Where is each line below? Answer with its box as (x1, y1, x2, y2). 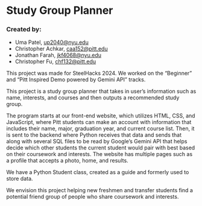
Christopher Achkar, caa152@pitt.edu (14, 45, 108, 52)
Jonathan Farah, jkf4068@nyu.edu (14, 52, 101, 59)
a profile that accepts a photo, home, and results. (6, 157, 128, 164)
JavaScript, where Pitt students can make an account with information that (6, 119, 192, 126)
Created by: (6, 25, 42, 34)
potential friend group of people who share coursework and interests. (6, 193, 179, 201)
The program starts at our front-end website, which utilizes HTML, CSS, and (6, 112, 195, 119)
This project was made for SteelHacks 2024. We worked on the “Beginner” (6, 70, 192, 77)
